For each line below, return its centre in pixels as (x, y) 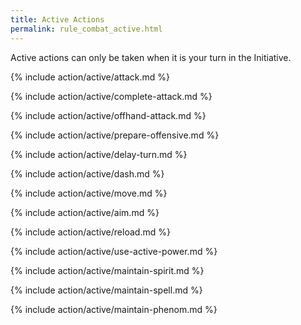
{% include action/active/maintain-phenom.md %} (114, 309)
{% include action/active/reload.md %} (90, 232)
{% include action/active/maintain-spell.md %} (106, 290)
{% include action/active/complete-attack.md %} (111, 96)
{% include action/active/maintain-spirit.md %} (107, 270)
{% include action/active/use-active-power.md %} (114, 251)
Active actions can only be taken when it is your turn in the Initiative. (151, 57)
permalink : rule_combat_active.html (86, 29)
